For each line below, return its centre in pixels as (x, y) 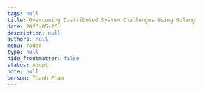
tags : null (23, 13)
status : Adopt (28, 65)
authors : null (28, 39)
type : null (23, 53)
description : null (34, 33)
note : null (23, 71)
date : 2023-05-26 (33, 26)
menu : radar (24, 46)
